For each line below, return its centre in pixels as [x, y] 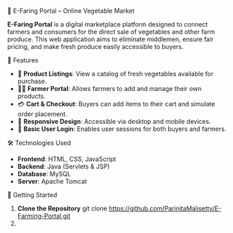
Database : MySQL [44, 174]
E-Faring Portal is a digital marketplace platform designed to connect [108, 24]
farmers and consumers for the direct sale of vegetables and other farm [111, 32]
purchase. [32, 81]
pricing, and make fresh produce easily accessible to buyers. [95, 47]
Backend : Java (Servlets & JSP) [64, 167]
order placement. [42, 114]
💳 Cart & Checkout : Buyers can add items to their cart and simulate [116, 104]
